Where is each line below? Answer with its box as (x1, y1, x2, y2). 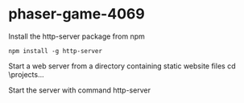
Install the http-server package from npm (8, 31, 145, 41)
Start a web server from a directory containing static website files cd (8, 61, 236, 71)
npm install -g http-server (8, 47, 103, 55)
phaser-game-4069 (8, 5, 145, 23)
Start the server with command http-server (8, 85, 151, 95)
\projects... (8, 69, 44, 79)
